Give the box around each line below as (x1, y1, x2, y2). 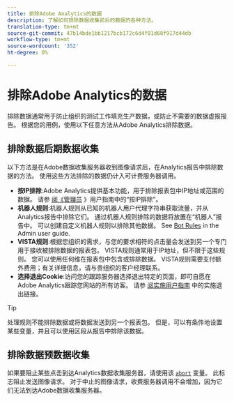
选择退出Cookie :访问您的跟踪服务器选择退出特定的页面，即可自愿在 (17, 272, 211, 280)
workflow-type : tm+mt (7, 36, 70, 43)
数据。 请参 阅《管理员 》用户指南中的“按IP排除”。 (17, 195, 162, 203)
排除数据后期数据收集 (7, 143, 99, 155)
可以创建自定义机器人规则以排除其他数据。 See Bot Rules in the (37, 221, 219, 229)
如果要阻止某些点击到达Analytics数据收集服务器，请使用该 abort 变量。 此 (7, 369, 219, 377)
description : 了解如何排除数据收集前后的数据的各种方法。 (7, 17, 157, 24)
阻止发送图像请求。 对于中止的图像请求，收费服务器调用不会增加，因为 (13, 377, 217, 386)
